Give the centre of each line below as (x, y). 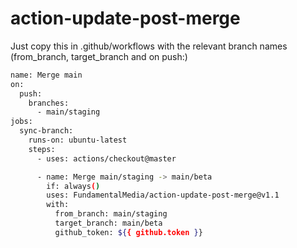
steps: (42, 149)
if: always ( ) (73, 186)
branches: (49, 103)
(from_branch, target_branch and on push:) (99, 56)
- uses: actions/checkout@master (106, 158)
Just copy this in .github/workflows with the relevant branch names (149, 46)
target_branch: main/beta (108, 223)
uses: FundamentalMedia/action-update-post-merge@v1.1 (163, 195)
